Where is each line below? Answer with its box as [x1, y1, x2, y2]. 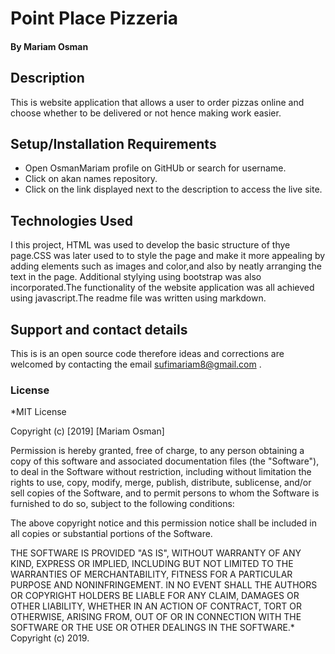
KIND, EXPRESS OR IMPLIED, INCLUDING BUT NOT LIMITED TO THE [10, 558, 294, 570]
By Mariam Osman [10, 40, 89, 52]
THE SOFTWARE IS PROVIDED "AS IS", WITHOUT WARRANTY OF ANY [10, 547, 302, 559]
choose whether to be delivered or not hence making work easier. [10, 107, 282, 119]
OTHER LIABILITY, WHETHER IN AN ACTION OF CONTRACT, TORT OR [10, 600, 302, 612]
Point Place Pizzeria [10, 7, 179, 30]
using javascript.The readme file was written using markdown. [10, 292, 267, 304]
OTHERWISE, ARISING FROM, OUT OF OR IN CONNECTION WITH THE [10, 611, 302, 623]
